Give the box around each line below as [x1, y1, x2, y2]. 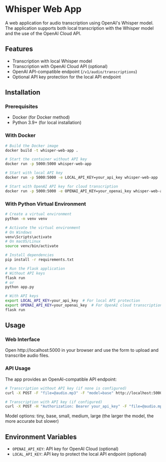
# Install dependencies [5, 253, 54, 258]
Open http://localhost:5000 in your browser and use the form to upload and [5, 347, 159, 353]
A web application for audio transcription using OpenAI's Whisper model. [5, 20, 154, 26]
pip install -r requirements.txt [5, 257, 74, 263]
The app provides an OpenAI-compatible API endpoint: [5, 376, 117, 382]
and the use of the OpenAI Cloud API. [5, 30, 82, 36]
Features [5, 45, 33, 53]
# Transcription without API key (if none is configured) [5, 386, 127, 391]
